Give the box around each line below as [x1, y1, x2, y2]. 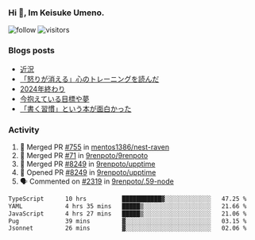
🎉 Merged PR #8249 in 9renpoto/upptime [19, 159, 156, 168]
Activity [8, 124, 40, 135]
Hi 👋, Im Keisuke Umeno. [8, 7, 105, 18]
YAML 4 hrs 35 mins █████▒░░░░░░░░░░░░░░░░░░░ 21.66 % [8, 202, 247, 210]
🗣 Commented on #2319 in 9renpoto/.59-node [19, 176, 175, 186]
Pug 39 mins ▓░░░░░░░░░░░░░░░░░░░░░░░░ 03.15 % [8, 217, 247, 225]
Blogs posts [8, 45, 56, 56]
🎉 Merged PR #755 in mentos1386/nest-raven [19, 142, 169, 152]
